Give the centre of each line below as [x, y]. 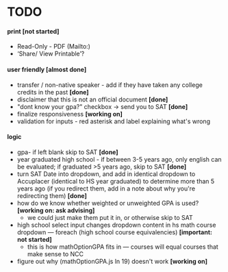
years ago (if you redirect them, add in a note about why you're [106, 188]
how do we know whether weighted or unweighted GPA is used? [108, 203]
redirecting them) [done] [52, 195]
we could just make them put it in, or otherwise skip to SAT [110, 217]
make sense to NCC [55, 254]
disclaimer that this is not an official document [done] [92, 99]
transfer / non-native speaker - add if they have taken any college [110, 85]
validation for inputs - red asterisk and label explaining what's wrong [114, 121]
